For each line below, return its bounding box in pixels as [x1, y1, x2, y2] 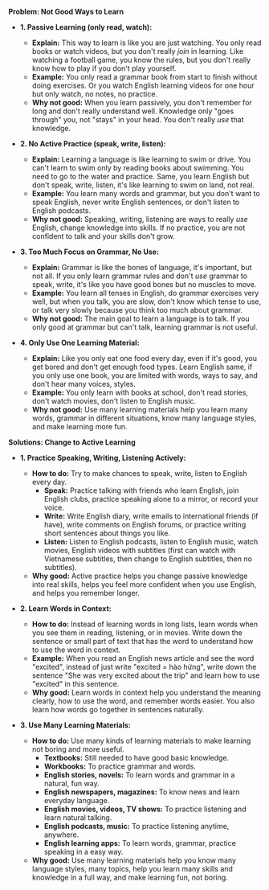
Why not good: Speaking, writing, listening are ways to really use [31, 215, 249, 224]
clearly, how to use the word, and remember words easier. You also [31, 696, 255, 706]
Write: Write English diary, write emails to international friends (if [43, 511, 259, 521]
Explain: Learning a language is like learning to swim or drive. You [31, 154, 251, 164]
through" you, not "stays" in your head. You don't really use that [31, 115, 244, 124]
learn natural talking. [43, 813, 112, 822]
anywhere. [43, 830, 79, 839]
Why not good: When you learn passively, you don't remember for [31, 98, 253, 107]
